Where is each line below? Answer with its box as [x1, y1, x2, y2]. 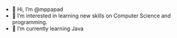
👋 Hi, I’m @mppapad [11, 6, 63, 13]
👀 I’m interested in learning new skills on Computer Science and [11, 12, 171, 19]
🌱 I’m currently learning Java [11, 25, 84, 32]
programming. [11, 19, 48, 25]
